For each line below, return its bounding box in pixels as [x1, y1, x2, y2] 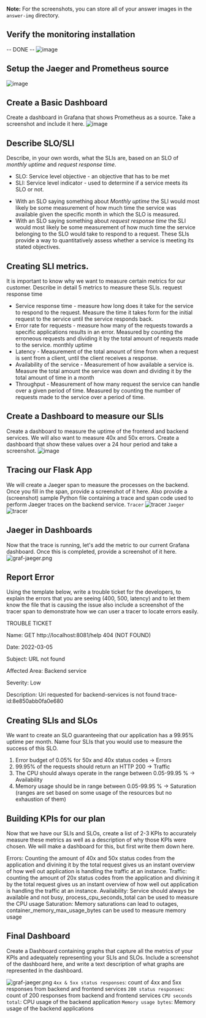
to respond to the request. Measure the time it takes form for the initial [15, 309, 193, 316]
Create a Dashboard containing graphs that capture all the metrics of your [6, 947, 193, 954]
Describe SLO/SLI [6, 138, 75, 148]
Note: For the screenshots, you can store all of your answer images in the [6, 6, 193, 12]
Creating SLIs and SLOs [6, 715, 98, 725]
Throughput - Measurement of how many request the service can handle [15, 380, 200, 388]
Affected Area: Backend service [6, 667, 87, 675]
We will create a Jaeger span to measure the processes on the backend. [6, 481, 189, 488]
